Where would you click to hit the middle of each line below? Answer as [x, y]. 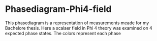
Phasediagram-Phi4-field [58, 9]
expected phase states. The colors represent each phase [63, 33]
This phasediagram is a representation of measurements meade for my [77, 23]
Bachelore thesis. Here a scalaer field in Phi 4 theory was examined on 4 [79, 28]
